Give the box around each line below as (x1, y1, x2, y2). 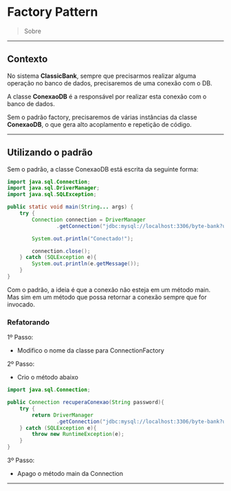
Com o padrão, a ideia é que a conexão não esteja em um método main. (7, 285, 211, 293)
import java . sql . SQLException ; (7, 191, 97, 198)
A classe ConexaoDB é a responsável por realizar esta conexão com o (7, 92, 207, 101)
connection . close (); (32, 247, 91, 255)
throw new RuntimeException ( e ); (32, 431, 125, 438)
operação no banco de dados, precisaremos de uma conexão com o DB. (7, 79, 212, 87)
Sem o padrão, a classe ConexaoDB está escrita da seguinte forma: (7, 165, 199, 173)
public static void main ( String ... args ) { (7, 204, 134, 211)
